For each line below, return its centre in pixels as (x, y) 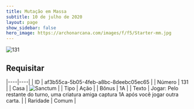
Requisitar (25, 68)
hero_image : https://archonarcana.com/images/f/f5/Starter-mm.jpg (89, 33)
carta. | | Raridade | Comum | (41, 100)
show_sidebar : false (31, 28)
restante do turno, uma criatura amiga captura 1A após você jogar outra (92, 94)
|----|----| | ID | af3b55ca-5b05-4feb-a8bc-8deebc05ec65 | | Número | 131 (97, 82)
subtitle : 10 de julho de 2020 (44, 17)
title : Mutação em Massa (36, 11)
